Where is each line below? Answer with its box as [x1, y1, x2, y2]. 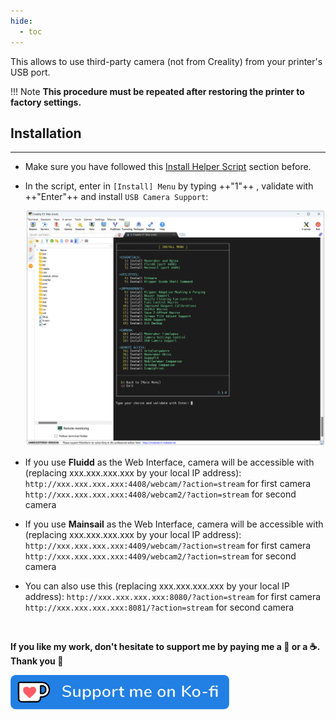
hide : [10, 16, 33, 26]
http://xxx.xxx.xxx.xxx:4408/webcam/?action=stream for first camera [24, 477, 312, 489]
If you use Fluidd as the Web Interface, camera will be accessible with [24, 456, 315, 468]
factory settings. [10, 96, 82, 108]
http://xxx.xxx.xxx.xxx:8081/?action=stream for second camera [24, 601, 295, 613]
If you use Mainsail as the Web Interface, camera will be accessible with [24, 518, 324, 530]
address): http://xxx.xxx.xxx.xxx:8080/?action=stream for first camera [24, 590, 322, 602]
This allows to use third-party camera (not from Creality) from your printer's [10, 55, 323, 67]
